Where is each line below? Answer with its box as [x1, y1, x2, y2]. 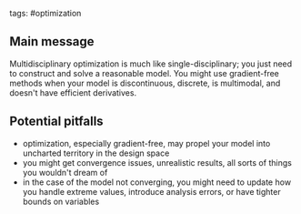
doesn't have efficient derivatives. [9, 87, 137, 98]
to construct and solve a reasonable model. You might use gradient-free [9, 67, 280, 78]
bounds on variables [22, 196, 100, 207]
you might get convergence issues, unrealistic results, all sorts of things [22, 157, 293, 168]
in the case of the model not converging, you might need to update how [22, 177, 292, 188]
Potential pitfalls [9, 114, 104, 129]
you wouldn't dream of [22, 167, 108, 178]
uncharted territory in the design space [22, 148, 170, 158]
